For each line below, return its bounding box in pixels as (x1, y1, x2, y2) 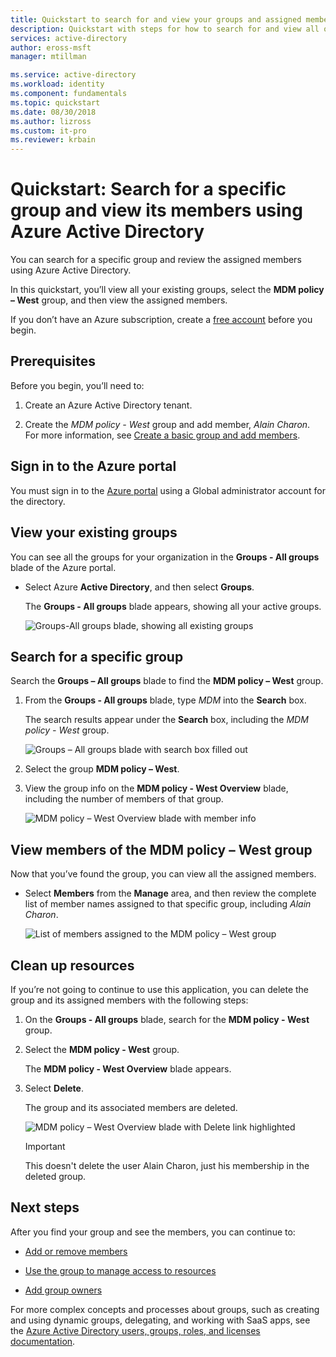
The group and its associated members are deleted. (24, 1101, 238, 1113)
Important (24, 1140, 66, 1152)
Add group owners (24, 1284, 103, 1296)
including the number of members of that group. (24, 793, 224, 805)
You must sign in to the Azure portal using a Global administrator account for (10, 484, 326, 496)
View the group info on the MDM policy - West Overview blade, (24, 782, 289, 795)
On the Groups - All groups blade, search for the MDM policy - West (24, 1013, 310, 1025)
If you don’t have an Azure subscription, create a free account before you (10, 314, 313, 326)
